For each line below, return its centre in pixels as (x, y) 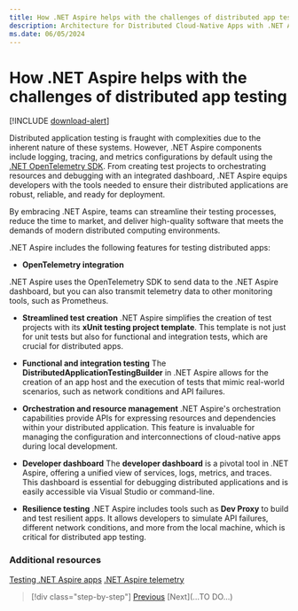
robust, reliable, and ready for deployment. (87, 195)
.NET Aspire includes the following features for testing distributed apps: (140, 248)
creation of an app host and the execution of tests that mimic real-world (153, 383)
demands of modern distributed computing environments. (115, 230)
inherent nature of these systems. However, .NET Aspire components (136, 148)
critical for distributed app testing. (84, 538)
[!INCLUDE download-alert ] (59, 121)
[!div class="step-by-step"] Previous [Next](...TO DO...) (132, 596)
